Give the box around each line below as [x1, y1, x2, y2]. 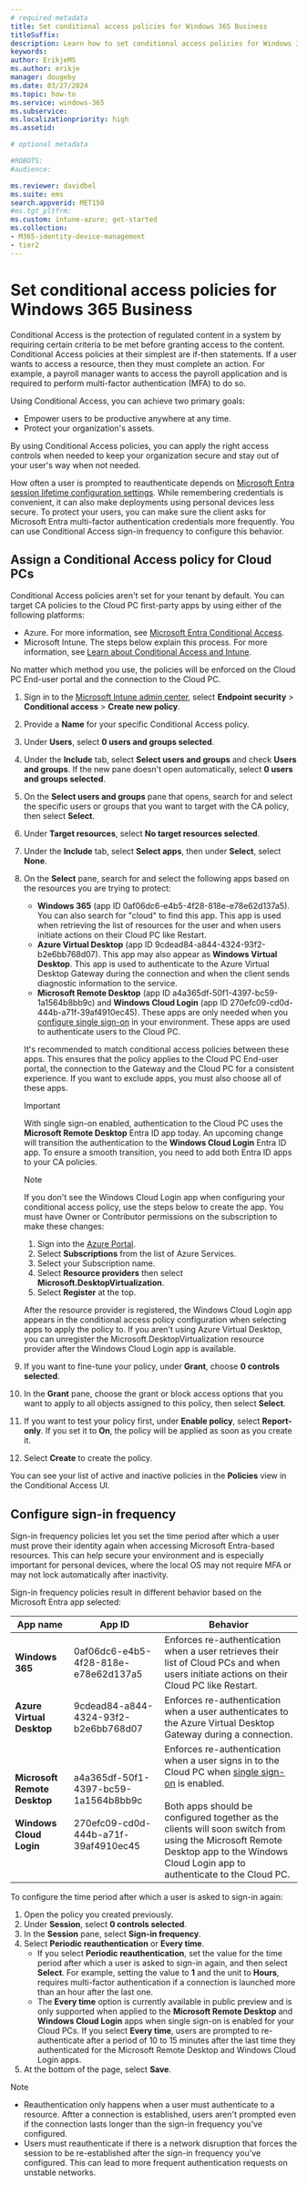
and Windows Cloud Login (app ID [97, 997, 229, 1008]
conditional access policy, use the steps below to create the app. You [23, 1201, 284, 1212]
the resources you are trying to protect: [23, 883, 171, 893]
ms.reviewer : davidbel [10, 181, 97, 190]
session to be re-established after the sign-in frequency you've [23, 2148, 261, 2159]
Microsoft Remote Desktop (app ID [36, 987, 171, 998]
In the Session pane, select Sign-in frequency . [23, 1928, 201, 1940]
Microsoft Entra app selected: [10, 1597, 122, 1608]
